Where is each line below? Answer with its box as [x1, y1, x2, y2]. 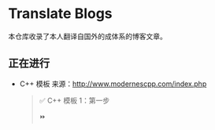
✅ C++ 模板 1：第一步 [39, 96, 110, 105]
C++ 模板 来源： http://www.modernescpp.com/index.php [19, 79, 207, 88]
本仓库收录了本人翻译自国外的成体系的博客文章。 [8, 31, 167, 41]
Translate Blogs [8, 5, 113, 23]
